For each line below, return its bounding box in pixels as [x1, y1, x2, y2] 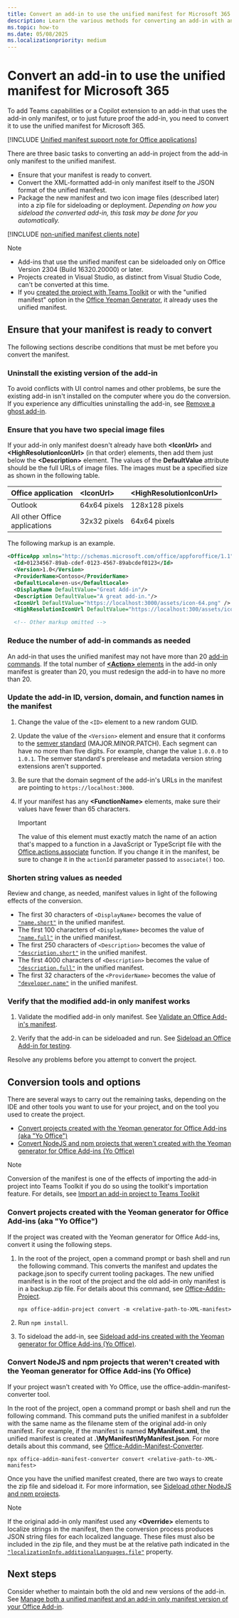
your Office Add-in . [7, 1602, 64, 1611]
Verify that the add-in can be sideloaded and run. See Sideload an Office [17, 1034, 231, 1042]
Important [17, 818, 47, 827]
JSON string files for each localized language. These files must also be [7, 1532, 216, 1541]
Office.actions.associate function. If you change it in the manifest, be [17, 847, 221, 856]
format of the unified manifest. [17, 186, 107, 195]
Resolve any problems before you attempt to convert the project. [7, 1055, 197, 1064]
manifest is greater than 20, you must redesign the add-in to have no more [7, 667, 225, 676]
